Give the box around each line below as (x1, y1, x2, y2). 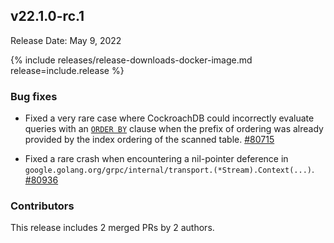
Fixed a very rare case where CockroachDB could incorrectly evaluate (24, 112, 315, 124)
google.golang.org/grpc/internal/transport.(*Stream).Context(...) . (24, 164, 315, 176)
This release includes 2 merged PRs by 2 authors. (10, 222, 215, 234)
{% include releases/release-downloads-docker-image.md (10, 54, 253, 66)
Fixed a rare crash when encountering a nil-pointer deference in (24, 153, 289, 165)
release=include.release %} (10, 64, 125, 76)
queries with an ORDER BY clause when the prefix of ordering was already (24, 123, 324, 135)
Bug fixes (10, 89, 58, 103)
